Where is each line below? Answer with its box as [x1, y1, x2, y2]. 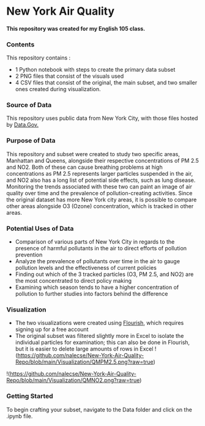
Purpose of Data [6, 136, 56, 145]
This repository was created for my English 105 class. [6, 24, 146, 32]
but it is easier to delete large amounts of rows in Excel [15, 345, 154, 353]
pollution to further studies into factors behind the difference [15, 290, 168, 297]
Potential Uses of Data [6, 224, 74, 233]
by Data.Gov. [6, 121, 39, 129]
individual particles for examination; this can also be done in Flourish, [15, 338, 190, 346]
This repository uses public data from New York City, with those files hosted [6, 114, 198, 122]
